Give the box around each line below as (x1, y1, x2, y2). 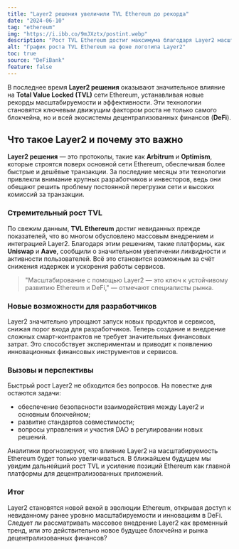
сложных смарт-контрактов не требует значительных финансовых (7, 332, 211, 341)
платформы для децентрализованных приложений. (7, 469, 164, 478)
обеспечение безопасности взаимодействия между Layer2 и (17, 403, 205, 411)
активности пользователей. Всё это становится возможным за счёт (7, 254, 215, 263)
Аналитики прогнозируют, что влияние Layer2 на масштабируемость (7, 447, 218, 455)
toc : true (7, 50, 37, 58)
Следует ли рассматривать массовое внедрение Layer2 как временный (7, 518, 228, 527)
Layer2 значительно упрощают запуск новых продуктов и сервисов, (7, 317, 216, 326)
